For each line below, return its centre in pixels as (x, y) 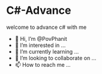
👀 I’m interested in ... (40, 45)
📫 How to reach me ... (43, 64)
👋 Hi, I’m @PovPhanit (41, 39)
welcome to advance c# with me (46, 27)
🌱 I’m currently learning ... (47, 51)
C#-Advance (39, 11)
